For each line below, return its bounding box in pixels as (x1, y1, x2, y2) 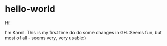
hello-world (5, 3, 56, 15)
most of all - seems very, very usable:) (5, 35, 86, 41)
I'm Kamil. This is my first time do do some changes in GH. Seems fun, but (5, 29, 162, 35)
